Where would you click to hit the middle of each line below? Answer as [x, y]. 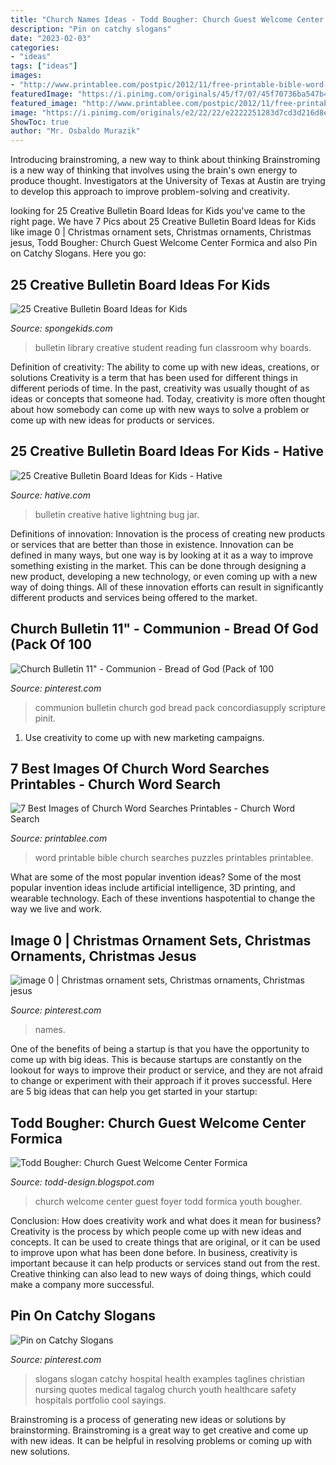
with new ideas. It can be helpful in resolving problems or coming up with [161, 1440]
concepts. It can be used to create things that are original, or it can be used [165, 1242]
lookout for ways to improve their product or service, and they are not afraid [166, 1070]
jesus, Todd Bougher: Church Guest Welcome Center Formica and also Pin [164, 243]
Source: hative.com [50, 495]
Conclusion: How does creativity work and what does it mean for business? [166, 1220]
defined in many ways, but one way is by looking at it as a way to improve [162, 555]
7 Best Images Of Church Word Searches [140, 768]
